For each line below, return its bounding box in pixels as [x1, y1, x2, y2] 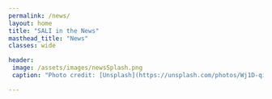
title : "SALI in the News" [8, 27, 100, 35]
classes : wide [8, 42, 57, 50]
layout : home [8, 19, 53, 27]
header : [8, 56, 35, 64]
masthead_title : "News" [8, 34, 89, 43]
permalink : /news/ [8, 11, 70, 20]
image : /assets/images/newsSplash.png [11, 64, 143, 72]
